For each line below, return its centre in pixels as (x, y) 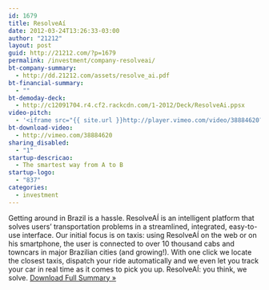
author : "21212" (35, 38)
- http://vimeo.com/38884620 (64, 135)
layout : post (30, 46)
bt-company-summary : (43, 68)
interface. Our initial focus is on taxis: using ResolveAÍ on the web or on (140, 235)
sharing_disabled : (39, 143)
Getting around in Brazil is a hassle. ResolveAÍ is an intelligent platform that (131, 218)
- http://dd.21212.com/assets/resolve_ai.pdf (93, 76)
